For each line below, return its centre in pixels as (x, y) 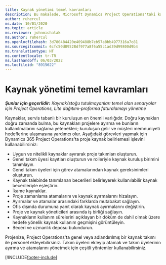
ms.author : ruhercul (26, 38)
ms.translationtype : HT (30, 51)
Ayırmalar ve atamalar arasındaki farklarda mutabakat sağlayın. (76, 202)
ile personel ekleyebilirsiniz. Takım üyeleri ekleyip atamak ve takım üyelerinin (83, 243)
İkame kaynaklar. (29, 191)
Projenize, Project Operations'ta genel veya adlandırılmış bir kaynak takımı (80, 237)
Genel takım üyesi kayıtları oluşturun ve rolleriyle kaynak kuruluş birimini (85, 159)
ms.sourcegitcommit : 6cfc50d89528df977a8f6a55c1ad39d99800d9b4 (72, 47)
